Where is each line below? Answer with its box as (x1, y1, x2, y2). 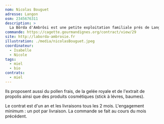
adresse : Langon (5, 12, 38, 17)
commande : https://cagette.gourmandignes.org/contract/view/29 (5, 30, 137, 35)
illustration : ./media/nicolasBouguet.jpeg (5, 39, 95, 44)
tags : (5, 57, 16, 62)
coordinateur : (5, 43, 34, 48)
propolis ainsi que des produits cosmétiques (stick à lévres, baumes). (5, 93, 145, 99)
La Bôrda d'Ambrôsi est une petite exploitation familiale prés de (9, 25, 150, 30)
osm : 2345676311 (5, 16, 38, 21)
